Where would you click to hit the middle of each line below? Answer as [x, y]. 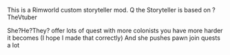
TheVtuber [22, 17]
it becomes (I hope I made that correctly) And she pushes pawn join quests [114, 38]
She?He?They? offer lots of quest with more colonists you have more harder [115, 31]
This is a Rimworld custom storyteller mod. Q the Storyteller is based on [109, 10]
